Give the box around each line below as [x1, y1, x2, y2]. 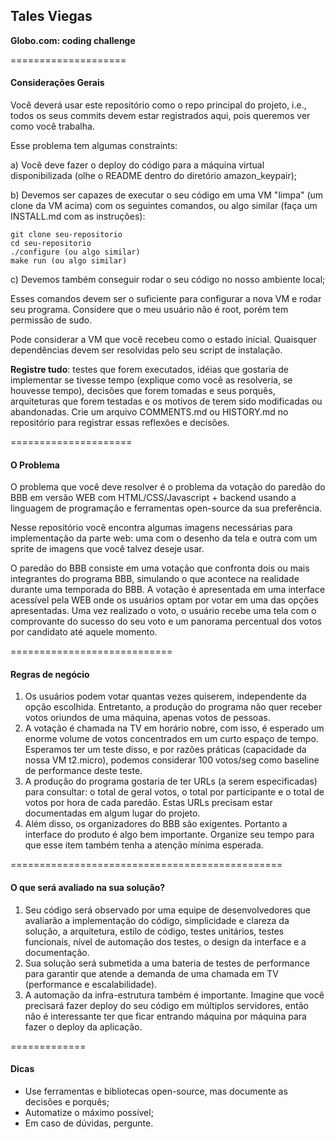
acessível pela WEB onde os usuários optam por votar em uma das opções [10, 594, 319, 606]
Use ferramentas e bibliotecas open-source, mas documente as [24, 1085, 288, 1097]
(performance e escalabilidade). [24, 978, 158, 990]
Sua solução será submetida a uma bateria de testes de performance [24, 957, 310, 969]
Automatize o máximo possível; [24, 1106, 154, 1118]
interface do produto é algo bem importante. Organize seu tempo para [24, 829, 315, 841]
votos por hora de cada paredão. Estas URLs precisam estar [24, 797, 273, 809]
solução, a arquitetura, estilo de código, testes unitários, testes [24, 925, 285, 937]
